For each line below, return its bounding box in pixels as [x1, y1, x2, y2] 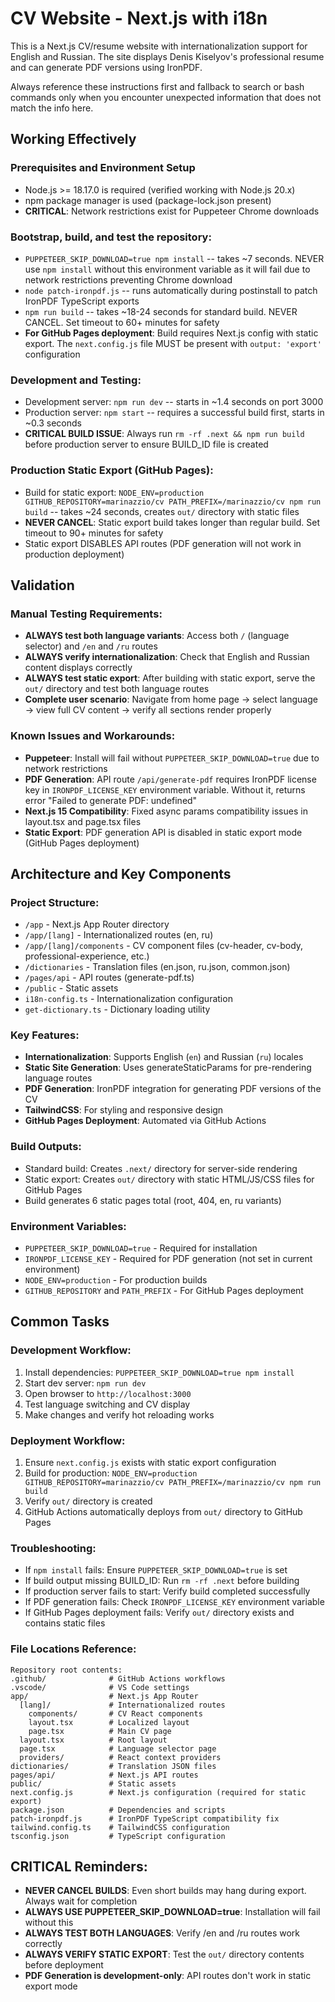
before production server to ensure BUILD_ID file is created [24, 438, 269, 451]
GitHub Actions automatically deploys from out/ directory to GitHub [24, 1506, 303, 1518]
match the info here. [10, 102, 94, 114]
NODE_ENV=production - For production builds [24, 1274, 208, 1286]
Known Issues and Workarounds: [10, 729, 176, 743]
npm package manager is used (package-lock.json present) [24, 194, 272, 206]
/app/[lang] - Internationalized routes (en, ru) [24, 929, 214, 941]
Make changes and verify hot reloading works [24, 1408, 215, 1421]
